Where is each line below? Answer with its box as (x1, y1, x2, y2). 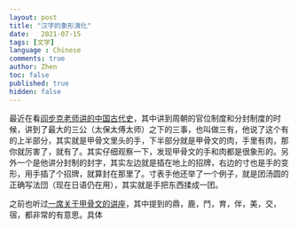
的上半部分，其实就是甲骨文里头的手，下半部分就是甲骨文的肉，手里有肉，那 (9, 135, 289, 145)
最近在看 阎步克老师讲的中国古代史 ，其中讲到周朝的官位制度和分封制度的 (9, 113, 273, 123)
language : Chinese (9, 46, 82, 55)
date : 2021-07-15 (9, 29, 82, 38)
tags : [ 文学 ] (9, 37, 55, 47)
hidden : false (9, 87, 62, 96)
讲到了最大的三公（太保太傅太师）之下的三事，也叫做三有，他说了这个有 (24, 123, 289, 134)
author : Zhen (9, 63, 58, 72)
